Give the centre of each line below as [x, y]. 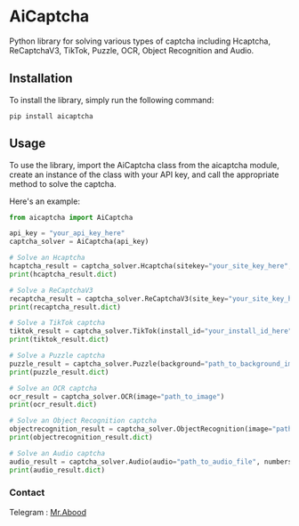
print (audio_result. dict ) [57, 470]
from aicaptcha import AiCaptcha [71, 217]
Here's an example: [44, 201]
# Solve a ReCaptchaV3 [51, 290]
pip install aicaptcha [51, 116]
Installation [41, 79]
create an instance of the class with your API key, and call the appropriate [144, 174]
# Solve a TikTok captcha [57, 323]
